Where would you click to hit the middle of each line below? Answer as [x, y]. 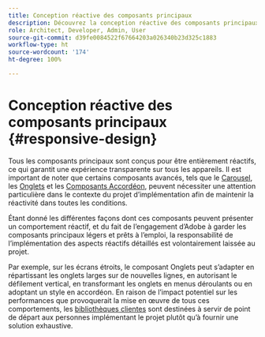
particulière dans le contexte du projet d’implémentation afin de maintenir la [131, 194]
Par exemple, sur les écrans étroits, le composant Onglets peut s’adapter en [131, 267]
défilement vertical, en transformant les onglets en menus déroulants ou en [130, 283]
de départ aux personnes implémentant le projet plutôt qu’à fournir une [123, 317]
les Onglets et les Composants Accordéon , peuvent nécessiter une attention [132, 185]
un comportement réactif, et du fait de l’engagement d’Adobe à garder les [127, 227]
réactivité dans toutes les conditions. [68, 203]
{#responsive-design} [83, 139]
